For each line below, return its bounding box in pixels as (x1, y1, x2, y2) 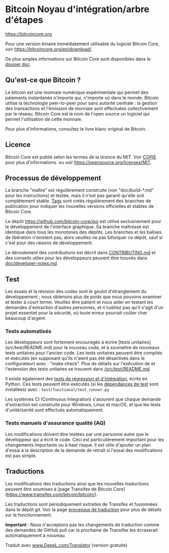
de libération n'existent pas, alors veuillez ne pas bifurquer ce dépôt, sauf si (5, 235, 163, 241)
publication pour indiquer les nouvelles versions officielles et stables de (5, 203, 154, 209)
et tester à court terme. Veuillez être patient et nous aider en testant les (5, 299, 153, 305)
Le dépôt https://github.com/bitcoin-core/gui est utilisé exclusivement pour (5, 218, 161, 225)
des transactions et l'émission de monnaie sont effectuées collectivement (5, 105, 158, 112)
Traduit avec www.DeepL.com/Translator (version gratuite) (5, 542, 128, 548)
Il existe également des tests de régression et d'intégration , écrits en (5, 376, 148, 382)
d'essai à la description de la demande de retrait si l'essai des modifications (5, 447, 163, 453)
